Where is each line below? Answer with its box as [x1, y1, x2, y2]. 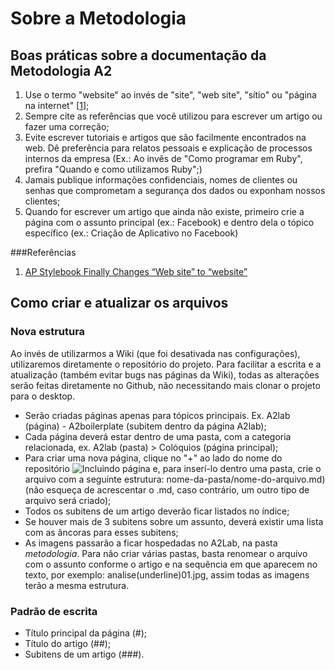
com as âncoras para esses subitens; [24, 526, 179, 538]
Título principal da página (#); [24, 627, 148, 639]
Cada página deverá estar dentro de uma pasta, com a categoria [24, 430, 292, 442]
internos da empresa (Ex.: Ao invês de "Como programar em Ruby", [24, 153, 303, 164]
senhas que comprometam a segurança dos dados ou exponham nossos [24, 185, 326, 196]
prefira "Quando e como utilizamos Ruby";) [24, 163, 203, 175]
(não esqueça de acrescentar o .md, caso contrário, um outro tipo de [24, 483, 310, 496]
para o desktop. [10, 390, 76, 402]
